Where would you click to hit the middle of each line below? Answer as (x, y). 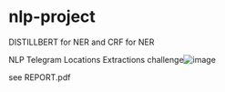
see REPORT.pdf (40, 77)
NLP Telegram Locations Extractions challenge (96, 59)
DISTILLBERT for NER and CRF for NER (82, 42)
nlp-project (52, 17)
